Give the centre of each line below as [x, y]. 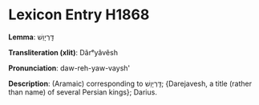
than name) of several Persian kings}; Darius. [83, 92]
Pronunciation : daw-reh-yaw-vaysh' [69, 68]
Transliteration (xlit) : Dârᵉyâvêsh [63, 52]
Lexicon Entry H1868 [79, 15]
